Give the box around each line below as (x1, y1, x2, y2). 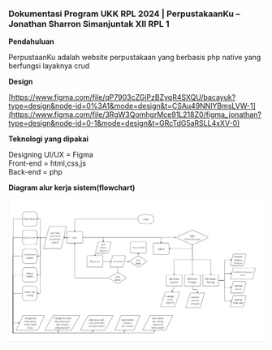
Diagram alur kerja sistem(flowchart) (8, 183, 136, 192)
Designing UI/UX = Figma (8, 150, 93, 160)
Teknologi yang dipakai (8, 134, 89, 144)
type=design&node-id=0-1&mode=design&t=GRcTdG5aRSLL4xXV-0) (8, 119, 240, 128)
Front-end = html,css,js (8, 158, 87, 168)
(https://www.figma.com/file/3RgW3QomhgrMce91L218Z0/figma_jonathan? (8, 110, 262, 119)
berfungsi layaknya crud (8, 61, 90, 71)
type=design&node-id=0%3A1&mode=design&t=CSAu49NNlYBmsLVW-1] (8, 102, 256, 111)
